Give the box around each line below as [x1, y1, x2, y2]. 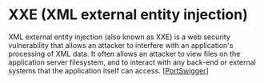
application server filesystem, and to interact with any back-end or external [8, 57, 256, 67]
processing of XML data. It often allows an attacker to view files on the [8, 49, 241, 58]
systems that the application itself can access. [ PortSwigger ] [8, 65, 210, 75]
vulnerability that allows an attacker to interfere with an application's [8, 40, 234, 49]
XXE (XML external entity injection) [8, 6, 248, 24]
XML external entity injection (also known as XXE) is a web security [8, 32, 230, 41]
